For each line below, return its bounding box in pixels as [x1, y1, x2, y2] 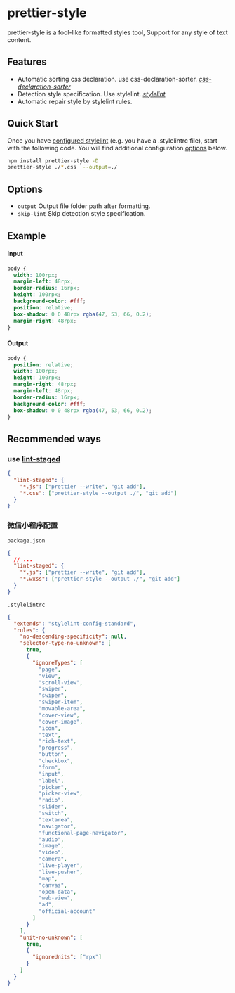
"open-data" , [38, 888, 77, 895]
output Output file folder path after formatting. [17, 202, 151, 210]
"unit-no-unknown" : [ [20, 934, 83, 941]
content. [7, 35, 32, 44]
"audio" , [38, 835, 65, 843]
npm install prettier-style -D [7, 157, 99, 165]
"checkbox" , [38, 757, 74, 764]
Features [7, 56, 47, 68]
